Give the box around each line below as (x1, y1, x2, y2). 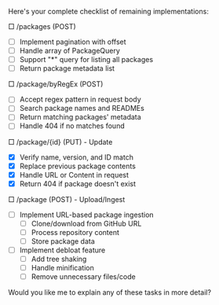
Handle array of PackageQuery (19, 46, 120, 56)
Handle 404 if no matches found (19, 121, 125, 130)
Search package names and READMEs (19, 104, 145, 113)
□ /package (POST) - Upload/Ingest (8, 194, 126, 204)
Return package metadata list (19, 64, 115, 73)
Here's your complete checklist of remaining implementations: (8, 7, 210, 16)
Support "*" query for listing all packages (19, 55, 154, 64)
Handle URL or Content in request (19, 170, 130, 179)
